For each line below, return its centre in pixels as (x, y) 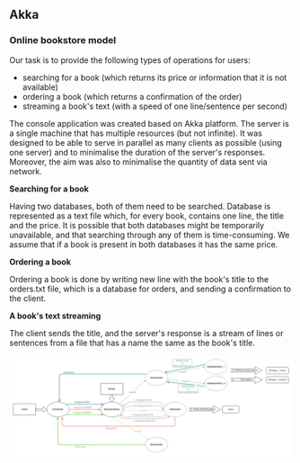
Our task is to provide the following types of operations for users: (130, 60)
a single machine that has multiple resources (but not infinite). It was (136, 133)
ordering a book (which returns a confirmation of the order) (132, 96)
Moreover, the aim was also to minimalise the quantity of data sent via (138, 162)
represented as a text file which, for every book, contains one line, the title (147, 216)
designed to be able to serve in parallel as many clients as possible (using (146, 142)
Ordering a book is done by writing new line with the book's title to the (139, 279)
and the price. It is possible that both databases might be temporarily (137, 225)
